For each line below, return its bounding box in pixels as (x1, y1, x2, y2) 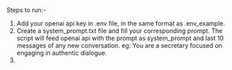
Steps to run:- (6, 6, 47, 14)
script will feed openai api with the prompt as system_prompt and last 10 (16, 34, 224, 42)
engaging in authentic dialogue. (16, 49, 108, 57)
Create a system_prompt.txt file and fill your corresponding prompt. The (16, 27, 223, 35)
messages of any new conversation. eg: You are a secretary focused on (16, 42, 223, 49)
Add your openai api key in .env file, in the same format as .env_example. (16, 19, 226, 27)
